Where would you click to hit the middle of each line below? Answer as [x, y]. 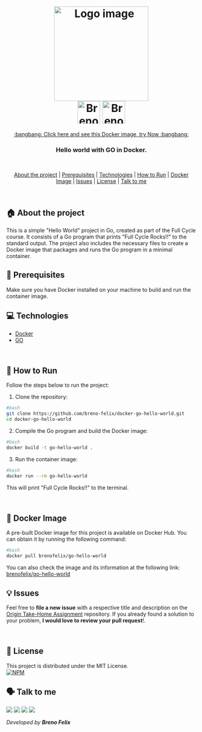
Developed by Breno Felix [38, 722]
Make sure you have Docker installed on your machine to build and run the [99, 289]
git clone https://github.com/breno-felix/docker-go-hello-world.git [96, 414]
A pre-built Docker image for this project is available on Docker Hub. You [96, 533]
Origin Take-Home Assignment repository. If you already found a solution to [100, 614]
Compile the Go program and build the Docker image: [81, 431]
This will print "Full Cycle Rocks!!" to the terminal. [68, 487]
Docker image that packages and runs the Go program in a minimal [90, 250]
